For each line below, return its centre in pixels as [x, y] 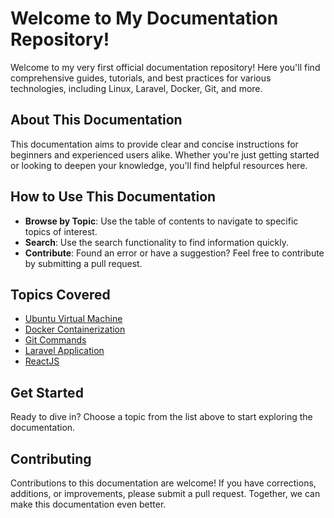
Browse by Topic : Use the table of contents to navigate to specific [161, 221]
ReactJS [42, 361]
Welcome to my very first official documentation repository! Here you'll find [165, 67]
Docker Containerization [75, 329]
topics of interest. [61, 231]
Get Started [47, 392]
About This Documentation [96, 120]
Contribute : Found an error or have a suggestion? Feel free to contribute [174, 253]
